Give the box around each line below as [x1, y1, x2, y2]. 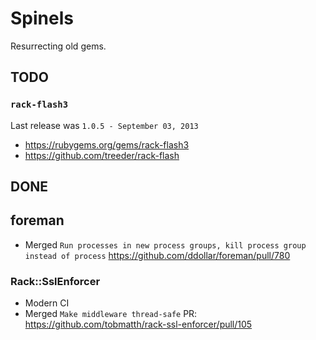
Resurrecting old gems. [10, 40, 107, 52]
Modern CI [24, 297, 70, 309]
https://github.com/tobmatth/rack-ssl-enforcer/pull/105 [24, 318, 253, 331]
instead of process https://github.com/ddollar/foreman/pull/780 [24, 249, 291, 261]
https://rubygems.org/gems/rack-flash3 [24, 138, 190, 151]
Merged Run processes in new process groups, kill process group [24, 238, 307, 251]
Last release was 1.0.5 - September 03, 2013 [10, 119, 199, 131]
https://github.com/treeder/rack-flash [24, 149, 180, 161]
